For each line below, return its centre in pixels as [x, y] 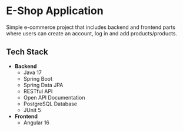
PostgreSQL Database [50, 104]
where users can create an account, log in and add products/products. [92, 33]
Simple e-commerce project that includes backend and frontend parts [91, 27]
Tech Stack [27, 52]
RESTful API [38, 91]
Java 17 [33, 72]
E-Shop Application [55, 11]
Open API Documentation [54, 97]
